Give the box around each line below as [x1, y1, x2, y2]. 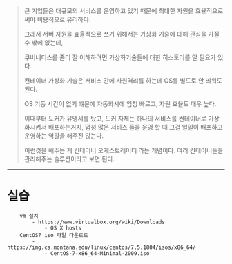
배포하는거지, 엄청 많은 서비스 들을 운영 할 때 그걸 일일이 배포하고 [48, 123, 223, 131]
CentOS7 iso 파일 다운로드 [19, 232, 88, 238]
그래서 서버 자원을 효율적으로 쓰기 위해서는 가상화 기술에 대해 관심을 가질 [23, 30, 220, 38]
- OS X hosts [43, 224, 81, 232]
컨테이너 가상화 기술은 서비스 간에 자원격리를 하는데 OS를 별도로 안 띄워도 [23, 77, 223, 85]
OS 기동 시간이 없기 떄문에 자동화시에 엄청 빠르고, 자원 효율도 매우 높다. [23, 100, 217, 108]
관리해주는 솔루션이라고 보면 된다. [23, 155, 115, 163]
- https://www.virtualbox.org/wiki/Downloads [32, 219, 166, 225]
